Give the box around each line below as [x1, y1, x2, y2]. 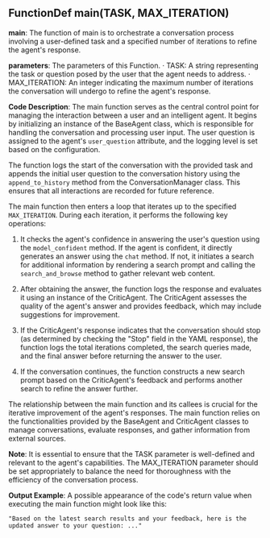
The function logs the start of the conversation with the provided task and [8, 160, 254, 170]
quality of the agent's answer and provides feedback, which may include [19, 301, 262, 311]
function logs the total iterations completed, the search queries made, [19, 342, 252, 352]
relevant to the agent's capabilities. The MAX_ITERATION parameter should [8, 457, 259, 467]
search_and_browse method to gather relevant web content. [19, 268, 216, 278]
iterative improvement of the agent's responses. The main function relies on [8, 408, 260, 417]
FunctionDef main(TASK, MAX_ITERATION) [8, 6, 230, 20]
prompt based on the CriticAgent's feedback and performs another [19, 375, 243, 385]
